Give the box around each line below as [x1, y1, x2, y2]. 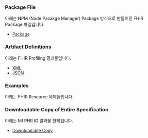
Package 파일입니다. [5, 21, 45, 28]
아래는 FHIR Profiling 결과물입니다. [5, 55, 71, 61]
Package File [5, 4, 36, 11]
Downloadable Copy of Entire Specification [5, 106, 109, 113]
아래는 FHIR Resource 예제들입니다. [5, 94, 74, 100]
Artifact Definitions [5, 43, 51, 50]
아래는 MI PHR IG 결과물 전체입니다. [5, 118, 74, 124]
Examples [5, 82, 29, 89]
